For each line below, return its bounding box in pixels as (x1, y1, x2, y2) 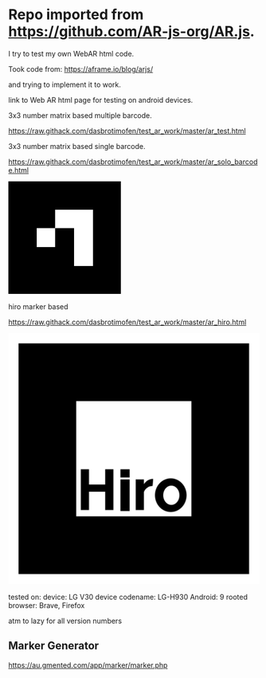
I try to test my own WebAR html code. (8, 49, 135, 58)
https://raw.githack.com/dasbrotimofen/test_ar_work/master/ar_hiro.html (8, 317, 247, 327)
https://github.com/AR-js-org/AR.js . (8, 22, 255, 41)
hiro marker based (8, 301, 69, 312)
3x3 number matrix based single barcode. (8, 141, 146, 151)
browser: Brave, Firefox (8, 600, 85, 610)
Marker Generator (8, 639, 100, 653)
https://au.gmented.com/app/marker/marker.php (8, 660, 168, 670)
